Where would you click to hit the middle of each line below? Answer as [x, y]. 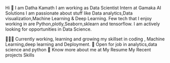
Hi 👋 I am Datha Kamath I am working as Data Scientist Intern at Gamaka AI [83, 8]
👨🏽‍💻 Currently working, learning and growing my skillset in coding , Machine [85, 39]
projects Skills [20, 55]
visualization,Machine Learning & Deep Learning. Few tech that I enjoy [78, 18]
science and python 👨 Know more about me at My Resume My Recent [78, 50]
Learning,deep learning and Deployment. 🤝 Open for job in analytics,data [81, 44]
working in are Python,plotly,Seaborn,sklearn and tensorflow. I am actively [83, 24]
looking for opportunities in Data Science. [49, 29]
